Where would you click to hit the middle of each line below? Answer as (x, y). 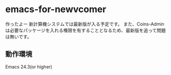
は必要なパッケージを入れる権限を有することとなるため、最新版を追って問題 (86, 30)
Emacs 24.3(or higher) (29, 66)
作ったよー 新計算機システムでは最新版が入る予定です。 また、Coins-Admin (85, 24)
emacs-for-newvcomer (56, 9)
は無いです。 (19, 36)
